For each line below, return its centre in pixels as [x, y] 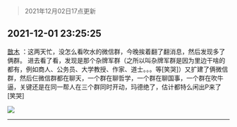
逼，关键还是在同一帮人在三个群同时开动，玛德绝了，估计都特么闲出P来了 [114, 87]
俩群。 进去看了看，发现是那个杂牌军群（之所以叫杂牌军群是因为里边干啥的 [116, 60]
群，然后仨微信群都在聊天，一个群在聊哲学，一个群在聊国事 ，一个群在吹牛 [115, 78]
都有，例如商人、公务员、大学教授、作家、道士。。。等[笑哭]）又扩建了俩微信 [118, 69]
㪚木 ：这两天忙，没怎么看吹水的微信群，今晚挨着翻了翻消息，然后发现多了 [116, 52]
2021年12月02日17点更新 [60, 11]
